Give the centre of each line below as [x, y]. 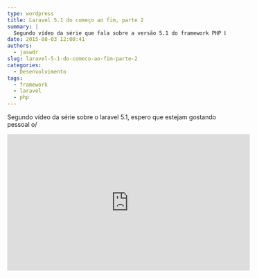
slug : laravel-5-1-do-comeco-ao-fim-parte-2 [72, 59]
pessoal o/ [22, 124]
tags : [15, 78]
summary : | [23, 26]
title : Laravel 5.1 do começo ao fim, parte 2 [76, 20]
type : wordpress [30, 14]
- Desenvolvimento [40, 71]
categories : [24, 65]
